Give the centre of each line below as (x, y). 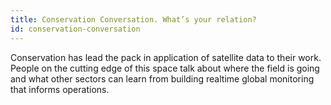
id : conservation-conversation (75, 29)
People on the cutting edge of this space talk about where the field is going (165, 68)
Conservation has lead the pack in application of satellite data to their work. (166, 57)
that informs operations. (60, 89)
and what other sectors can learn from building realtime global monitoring (162, 78)
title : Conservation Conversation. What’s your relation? (133, 19)
